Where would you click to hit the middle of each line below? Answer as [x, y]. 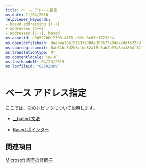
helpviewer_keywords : [28, 19]
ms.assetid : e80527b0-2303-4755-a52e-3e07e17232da [60, 38]
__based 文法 [26, 119]
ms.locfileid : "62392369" [32, 66]
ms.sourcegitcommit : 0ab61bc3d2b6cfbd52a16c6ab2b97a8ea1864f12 [73, 48]
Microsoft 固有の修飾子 [29, 160]
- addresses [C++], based [32, 33]
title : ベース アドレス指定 [31, 10]
